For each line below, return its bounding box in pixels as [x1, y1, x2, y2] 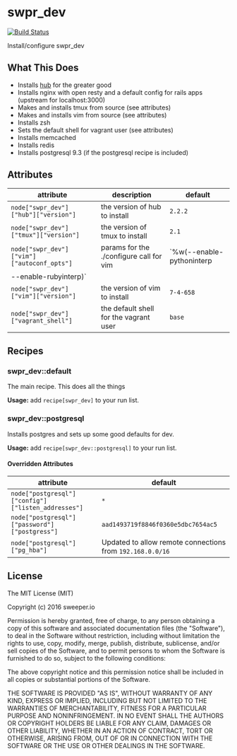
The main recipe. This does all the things [7, 383, 126, 391]
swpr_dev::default [7, 366, 72, 376]
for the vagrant [101, 312, 150, 322]
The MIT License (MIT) [7, 588, 74, 598]
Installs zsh [17, 118, 51, 127]
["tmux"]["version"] [11, 231, 80, 239]
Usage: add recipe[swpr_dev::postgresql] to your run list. [7, 443, 178, 452]
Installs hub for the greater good [17, 81, 111, 89]
